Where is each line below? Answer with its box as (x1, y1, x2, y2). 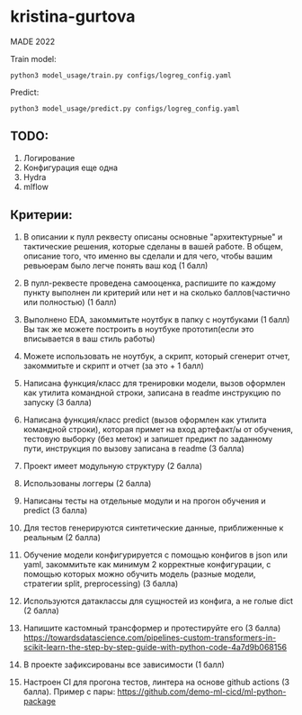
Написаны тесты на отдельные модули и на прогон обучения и (22, 495, 266, 506)
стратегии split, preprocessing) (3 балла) (22, 578, 179, 589)
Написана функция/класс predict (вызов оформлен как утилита (22, 414, 268, 425)
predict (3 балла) (22, 504, 88, 515)
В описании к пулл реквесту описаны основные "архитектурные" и (22, 231, 283, 242)
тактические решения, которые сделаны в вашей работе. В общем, (22, 240, 284, 251)
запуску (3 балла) (22, 396, 93, 407)
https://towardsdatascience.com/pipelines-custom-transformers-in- (22, 632, 277, 643)
